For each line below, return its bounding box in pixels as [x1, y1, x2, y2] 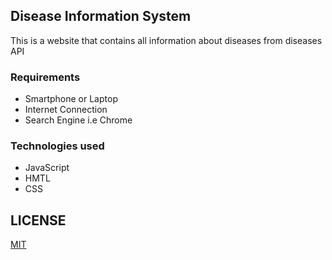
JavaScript [24, 162, 70, 174]
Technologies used [10, 139, 105, 153]
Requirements [10, 70, 81, 84]
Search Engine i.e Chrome [24, 114, 133, 126]
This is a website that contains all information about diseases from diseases [10, 34, 323, 46]
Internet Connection [24, 104, 108, 116]
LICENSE [10, 212, 67, 229]
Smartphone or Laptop [24, 93, 118, 105]
